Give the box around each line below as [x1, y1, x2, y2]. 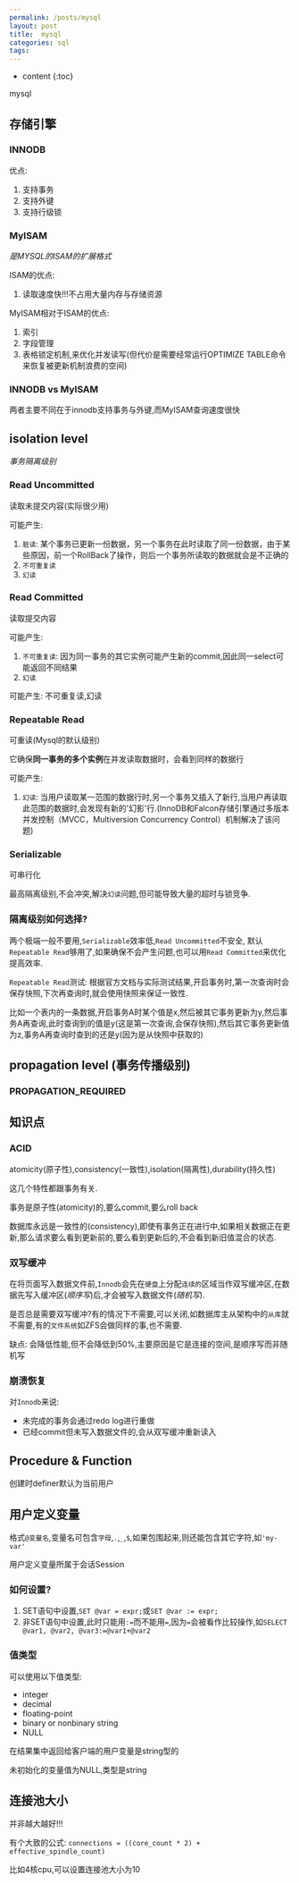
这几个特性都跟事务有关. [9, 1182, 98, 1194]
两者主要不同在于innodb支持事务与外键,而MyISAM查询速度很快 [9, 404, 241, 416]
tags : [9, 46, 29, 55]
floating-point [21, 1708, 73, 1718]
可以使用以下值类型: [9, 1671, 83, 1682]
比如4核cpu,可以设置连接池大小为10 [9, 1864, 141, 1875]
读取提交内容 [9, 612, 56, 623]
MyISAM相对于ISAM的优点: [9, 308, 110, 318]
